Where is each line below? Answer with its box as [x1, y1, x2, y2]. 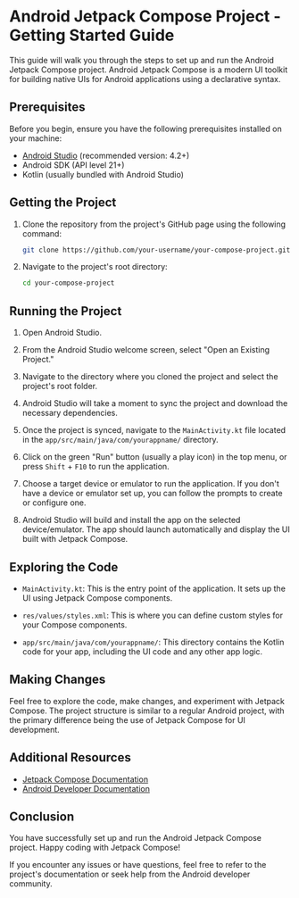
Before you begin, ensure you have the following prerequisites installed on [9, 123, 283, 134]
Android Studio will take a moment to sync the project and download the [21, 398, 288, 409]
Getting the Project [9, 195, 117, 211]
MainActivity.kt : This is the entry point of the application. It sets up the [21, 583, 286, 594]
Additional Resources [9, 750, 131, 765]
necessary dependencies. [21, 408, 119, 419]
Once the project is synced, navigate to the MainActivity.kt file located [21, 425, 287, 436]
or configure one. [21, 497, 87, 508]
